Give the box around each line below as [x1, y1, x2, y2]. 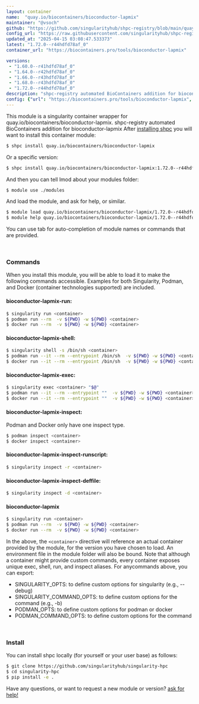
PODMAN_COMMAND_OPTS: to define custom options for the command [14, 612, 192, 619]
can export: [6, 569, 34, 576]
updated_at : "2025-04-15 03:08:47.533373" [6, 36, 113, 42]
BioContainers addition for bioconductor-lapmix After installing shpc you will [6, 125, 192, 132]
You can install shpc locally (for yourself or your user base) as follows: [6, 652, 178, 659]
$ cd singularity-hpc [6, 669, 60, 675]
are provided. [6, 232, 39, 239]
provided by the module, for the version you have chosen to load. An [6, 544, 174, 551]
